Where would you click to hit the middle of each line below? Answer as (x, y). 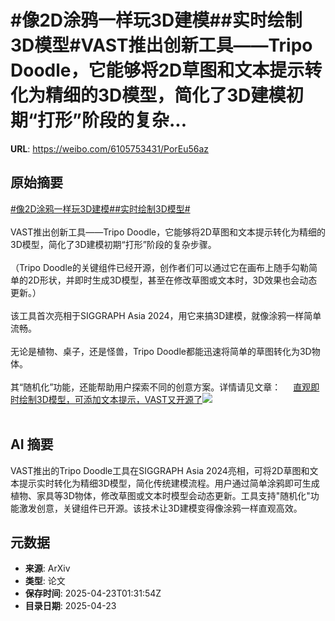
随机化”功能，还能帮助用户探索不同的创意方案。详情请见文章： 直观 (167, 387)
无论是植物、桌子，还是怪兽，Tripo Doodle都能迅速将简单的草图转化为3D (161, 351)
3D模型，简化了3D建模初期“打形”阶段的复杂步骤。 (113, 244)
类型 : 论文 (45, 581)
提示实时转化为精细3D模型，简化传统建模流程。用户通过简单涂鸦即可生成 (169, 483)
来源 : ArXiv (47, 568)
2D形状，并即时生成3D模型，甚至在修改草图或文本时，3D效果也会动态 (172, 280)
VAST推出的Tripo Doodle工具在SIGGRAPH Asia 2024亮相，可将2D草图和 (160, 470)
